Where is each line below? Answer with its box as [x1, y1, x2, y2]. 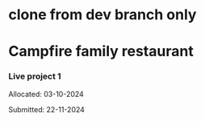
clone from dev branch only [8, 6, 197, 24]
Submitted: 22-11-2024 [8, 104, 85, 114]
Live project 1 [8, 71, 62, 82]
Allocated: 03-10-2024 [8, 89, 85, 99]
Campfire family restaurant [8, 42, 194, 61]
